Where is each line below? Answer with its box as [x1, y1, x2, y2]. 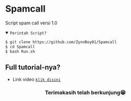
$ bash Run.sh [5, 49, 36, 54]
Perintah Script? [10, 30, 47, 36]
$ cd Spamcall [5, 44, 36, 49]
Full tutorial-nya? [5, 63, 61, 72]
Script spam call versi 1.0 [5, 20, 57, 26]
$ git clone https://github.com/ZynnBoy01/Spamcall [5, 39, 117, 45]
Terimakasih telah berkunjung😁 [45, 89, 126, 96]
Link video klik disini [12, 77, 61, 83]
